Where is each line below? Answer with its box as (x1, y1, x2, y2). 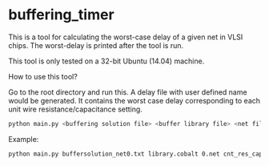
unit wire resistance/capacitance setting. (8, 104, 143, 114)
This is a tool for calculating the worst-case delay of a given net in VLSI (8, 32, 243, 42)
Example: (8, 134, 39, 144)
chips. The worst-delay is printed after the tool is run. (8, 40, 184, 50)
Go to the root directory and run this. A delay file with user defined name (8, 87, 247, 97)
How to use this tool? (8, 71, 78, 81)
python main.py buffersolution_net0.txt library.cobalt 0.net (8, 150, 220, 158)
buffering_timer (8, 6, 114, 24)
